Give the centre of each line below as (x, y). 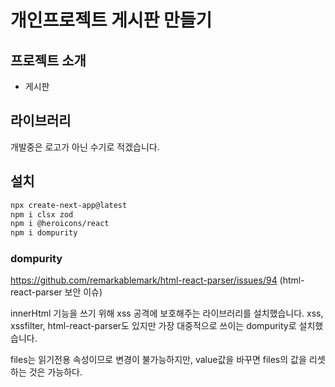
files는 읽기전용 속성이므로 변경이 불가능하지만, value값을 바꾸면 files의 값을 (158, 360)
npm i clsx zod (42, 214)
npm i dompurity (44, 233)
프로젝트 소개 (48, 60)
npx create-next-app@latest (69, 205)
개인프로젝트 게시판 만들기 (111, 20)
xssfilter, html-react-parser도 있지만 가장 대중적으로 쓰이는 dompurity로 (153, 326)
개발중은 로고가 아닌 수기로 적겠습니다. (85, 147)
